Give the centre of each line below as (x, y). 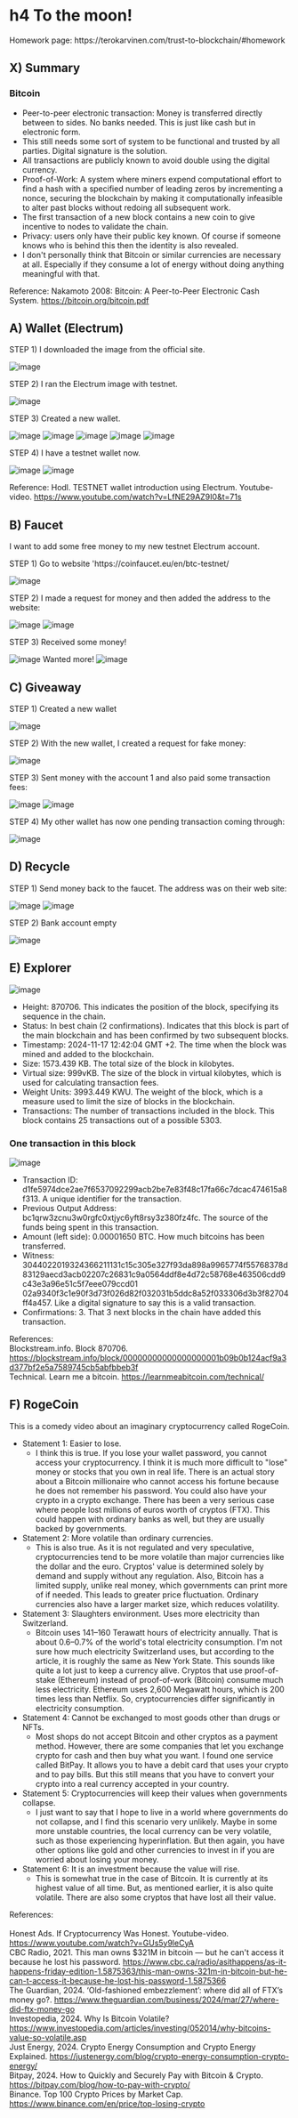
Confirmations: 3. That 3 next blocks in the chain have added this (141, 1312)
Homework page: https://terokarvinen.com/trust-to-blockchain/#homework (147, 40)
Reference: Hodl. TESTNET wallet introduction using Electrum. (123, 488)
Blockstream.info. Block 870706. (69, 1348)
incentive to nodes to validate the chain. (95, 226)
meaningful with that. (61, 273)
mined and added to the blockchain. (88, 1054)
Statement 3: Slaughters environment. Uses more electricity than (141, 1613)
